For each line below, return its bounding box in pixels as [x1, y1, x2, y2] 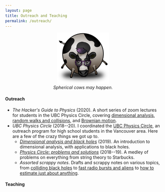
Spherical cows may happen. [53, 85, 113, 91]
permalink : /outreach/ [5, 18, 52, 23]
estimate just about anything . [19, 170, 79, 176]
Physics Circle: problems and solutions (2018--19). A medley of [19, 149, 149, 155]
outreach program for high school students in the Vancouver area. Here [12, 128, 158, 134]
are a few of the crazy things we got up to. [12, 133, 99, 139]
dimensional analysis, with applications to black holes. [19, 144, 130, 149]
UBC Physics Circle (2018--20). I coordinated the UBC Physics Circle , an [12, 123, 161, 129]
